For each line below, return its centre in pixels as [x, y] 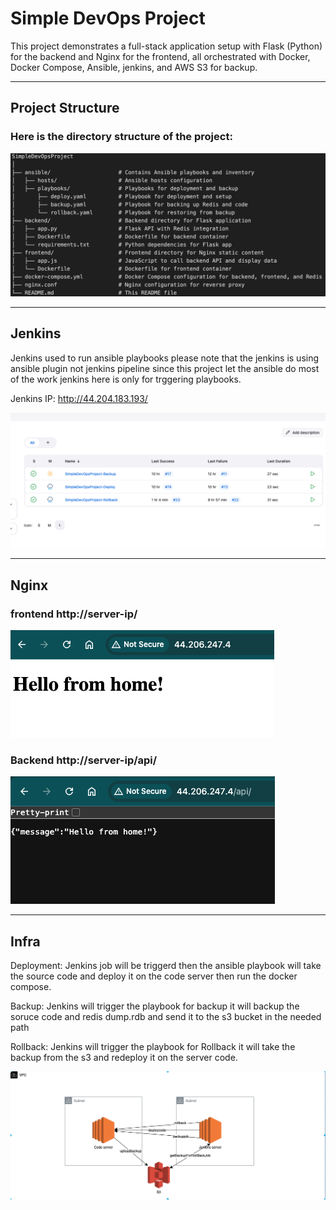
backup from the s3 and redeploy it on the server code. [124, 1058]
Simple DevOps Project [108, 18]
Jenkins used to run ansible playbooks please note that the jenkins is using [165, 358]
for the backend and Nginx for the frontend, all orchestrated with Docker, [160, 56]
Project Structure [65, 108]
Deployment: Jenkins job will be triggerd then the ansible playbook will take [166, 966]
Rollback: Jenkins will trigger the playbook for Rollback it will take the [153, 1047]
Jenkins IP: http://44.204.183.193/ [79, 398]
